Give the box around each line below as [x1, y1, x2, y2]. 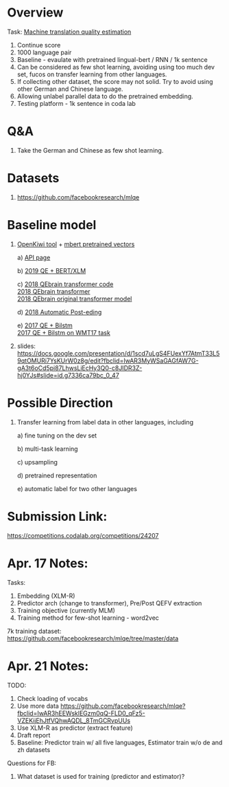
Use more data [16, 702, 60, 710]
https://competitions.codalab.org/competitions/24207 [7, 531, 159, 539]
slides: [16, 342, 36, 350]
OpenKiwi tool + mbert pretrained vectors [16, 239, 135, 248]
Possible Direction [7, 395, 113, 411]
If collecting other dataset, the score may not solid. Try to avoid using [16, 77, 214, 85]
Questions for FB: [7, 759, 57, 767]
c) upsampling [16, 457, 58, 466]
